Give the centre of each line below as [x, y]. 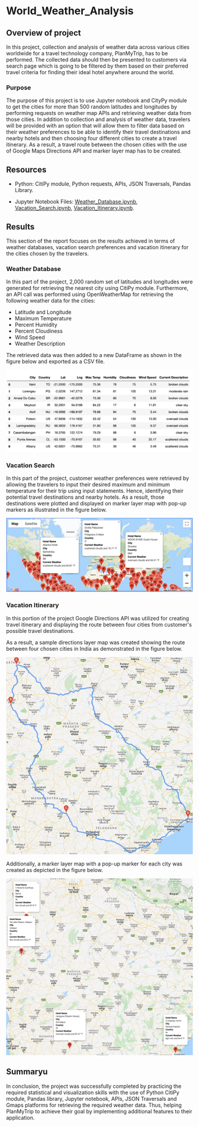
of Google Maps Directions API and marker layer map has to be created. [94, 151]
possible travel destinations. [41, 631]
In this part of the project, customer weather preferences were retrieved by [98, 478]
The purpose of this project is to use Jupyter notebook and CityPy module [97, 101]
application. [20, 1118]
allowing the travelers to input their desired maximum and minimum [88, 485]
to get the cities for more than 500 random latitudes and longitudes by [92, 107]
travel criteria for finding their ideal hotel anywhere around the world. [90, 72]
